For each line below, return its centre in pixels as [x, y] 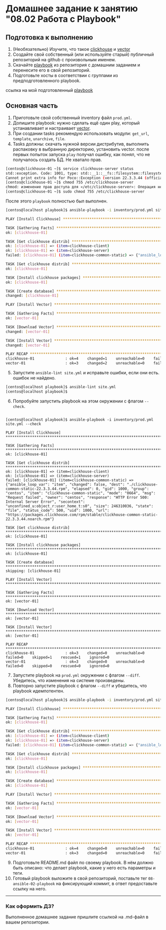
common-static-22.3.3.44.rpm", [38, 489]
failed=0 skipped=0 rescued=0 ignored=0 [58, 666]
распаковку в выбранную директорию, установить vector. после [81, 149]
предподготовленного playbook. [47, 81]
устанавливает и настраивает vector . [51, 128]
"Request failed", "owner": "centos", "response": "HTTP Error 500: [77, 497]
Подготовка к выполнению [49, 37]
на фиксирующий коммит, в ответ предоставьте [107, 883]
